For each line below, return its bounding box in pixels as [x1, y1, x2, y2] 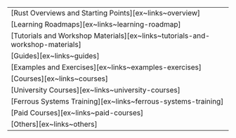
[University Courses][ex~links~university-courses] [11, 85, 181, 95]
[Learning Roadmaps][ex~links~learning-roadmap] [11, 20, 181, 29]
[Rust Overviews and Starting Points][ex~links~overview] [11, 8, 201, 18]
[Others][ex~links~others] [11, 119, 98, 129]
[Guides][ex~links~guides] [11, 51, 100, 60]
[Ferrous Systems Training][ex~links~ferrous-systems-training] [11, 97, 224, 106]
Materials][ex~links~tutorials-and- [93, 31, 211, 41]
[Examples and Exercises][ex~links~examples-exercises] [11, 62, 202, 72]
